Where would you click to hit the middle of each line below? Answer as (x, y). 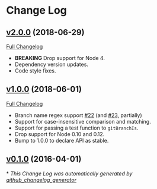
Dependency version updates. (52, 64)
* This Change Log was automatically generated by (69, 174)
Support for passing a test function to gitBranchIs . (76, 128)
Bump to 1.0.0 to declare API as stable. (62, 140)
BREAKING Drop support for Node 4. (60, 58)
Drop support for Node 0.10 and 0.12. (60, 134)
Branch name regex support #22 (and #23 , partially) (78, 115)
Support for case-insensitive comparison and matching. (83, 121)
